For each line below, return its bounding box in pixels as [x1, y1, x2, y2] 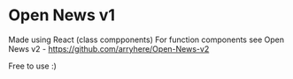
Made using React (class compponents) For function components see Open [8, 34, 285, 45]
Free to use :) [8, 61, 57, 71]
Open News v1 [8, 5, 116, 25]
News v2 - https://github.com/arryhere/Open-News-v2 [8, 43, 210, 54]
